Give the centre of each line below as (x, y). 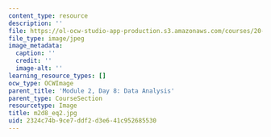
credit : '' (34, 61)
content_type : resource (48, 16)
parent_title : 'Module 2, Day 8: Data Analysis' (92, 91)
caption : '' (36, 53)
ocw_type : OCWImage (41, 83)
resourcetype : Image (43, 106)
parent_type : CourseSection (56, 98)
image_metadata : (35, 46)
